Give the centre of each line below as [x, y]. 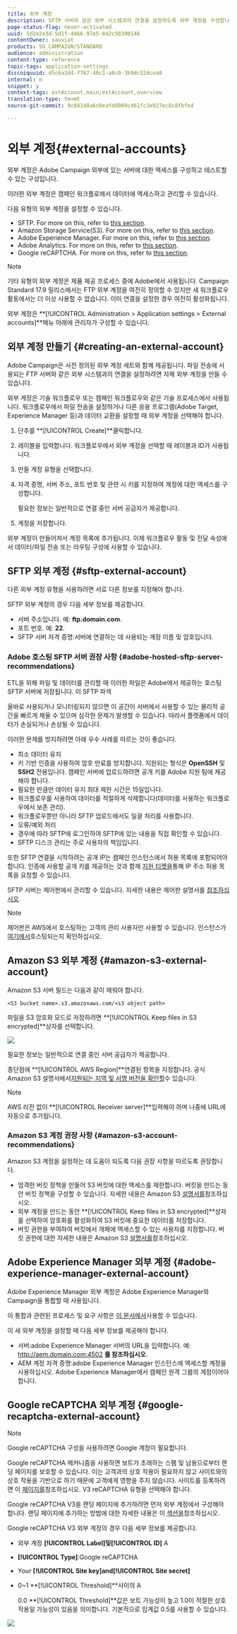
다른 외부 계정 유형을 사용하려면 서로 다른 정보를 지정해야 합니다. [96, 589]
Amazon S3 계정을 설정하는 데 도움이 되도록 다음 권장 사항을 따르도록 [103, 1161]
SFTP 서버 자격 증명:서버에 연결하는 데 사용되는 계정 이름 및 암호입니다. [115, 637]
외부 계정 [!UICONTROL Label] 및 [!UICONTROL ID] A [93, 1543]
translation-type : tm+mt [44, 99]
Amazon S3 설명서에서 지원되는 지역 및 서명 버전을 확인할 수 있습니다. [102, 1078]
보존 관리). [51, 807]
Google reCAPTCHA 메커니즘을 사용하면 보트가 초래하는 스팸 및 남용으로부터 [114, 1463]
